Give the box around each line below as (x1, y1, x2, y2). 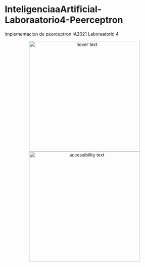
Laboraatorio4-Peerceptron (5, 14, 123, 26)
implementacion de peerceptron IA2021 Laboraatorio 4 (5, 31, 119, 37)
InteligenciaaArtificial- (5, 4, 102, 15)
